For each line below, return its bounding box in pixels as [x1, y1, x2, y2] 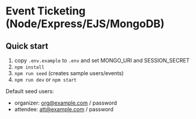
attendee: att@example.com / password [14, 106, 114, 112]
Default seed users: [5, 88, 55, 94]
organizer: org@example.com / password [14, 99, 117, 106]
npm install [14, 64, 44, 70]
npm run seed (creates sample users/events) [14, 70, 124, 76]
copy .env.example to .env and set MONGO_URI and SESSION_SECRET [14, 57, 190, 64]
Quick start [5, 41, 49, 51]
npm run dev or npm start [14, 76, 77, 83]
